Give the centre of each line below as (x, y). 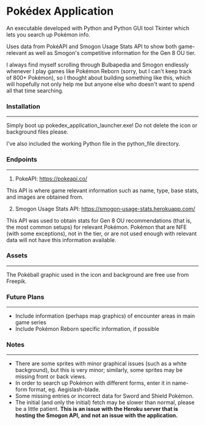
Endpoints (22, 160)
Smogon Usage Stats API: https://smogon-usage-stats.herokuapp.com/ (105, 209)
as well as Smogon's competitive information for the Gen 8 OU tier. (112, 52)
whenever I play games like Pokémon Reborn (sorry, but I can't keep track (99, 71)
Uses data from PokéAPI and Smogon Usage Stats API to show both (92, 46)
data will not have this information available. (61, 240)
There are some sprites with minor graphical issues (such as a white (101, 363)
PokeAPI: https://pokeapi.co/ (51, 179)
